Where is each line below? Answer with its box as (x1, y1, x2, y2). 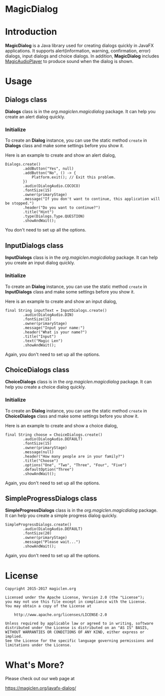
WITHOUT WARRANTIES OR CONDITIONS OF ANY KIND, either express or (5, 630, 145, 635)
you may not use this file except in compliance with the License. (5, 599, 147, 604)
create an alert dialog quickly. (5, 114, 66, 120)
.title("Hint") (23, 210, 54, 215)
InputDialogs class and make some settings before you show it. (5, 289, 135, 294)
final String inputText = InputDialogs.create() (5, 308, 107, 313)
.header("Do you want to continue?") (23, 205, 100, 210)
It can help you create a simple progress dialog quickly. (5, 513, 118, 519)
